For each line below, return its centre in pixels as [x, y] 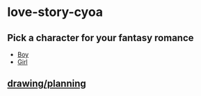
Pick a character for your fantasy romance [100, 38]
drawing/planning [47, 84]
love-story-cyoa [55, 12]
